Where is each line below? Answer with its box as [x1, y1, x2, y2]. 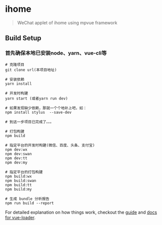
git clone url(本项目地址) [5, 67, 57, 72]
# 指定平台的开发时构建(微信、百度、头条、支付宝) [5, 143, 95, 148]
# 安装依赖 [5, 77, 25, 82]
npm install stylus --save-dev [5, 110, 72, 115]
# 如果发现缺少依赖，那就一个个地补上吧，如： [5, 105, 87, 110]
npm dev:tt [5, 156, 28, 161]
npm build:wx [5, 174, 32, 179]
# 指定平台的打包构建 [5, 169, 43, 174]
